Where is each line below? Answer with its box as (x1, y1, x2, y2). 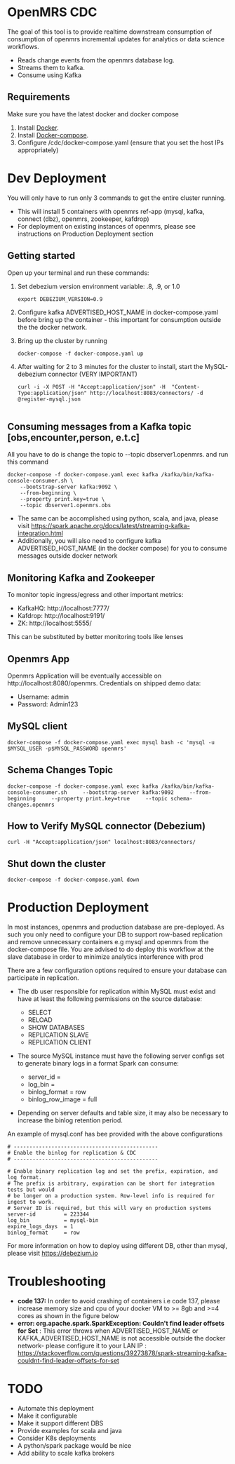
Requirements (7, 91, 70, 103)
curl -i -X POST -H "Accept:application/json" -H (17, 383, 166, 390)
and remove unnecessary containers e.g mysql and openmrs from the (7, 938, 209, 946)
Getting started (7, 250, 76, 262)
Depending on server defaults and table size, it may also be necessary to (17, 1109, 229, 1117)
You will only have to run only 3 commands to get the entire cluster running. (7, 194, 226, 202)
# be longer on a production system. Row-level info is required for (7, 1193, 215, 1200)
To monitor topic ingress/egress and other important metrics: (7, 591, 184, 599)
